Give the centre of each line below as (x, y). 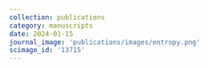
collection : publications (57, 17)
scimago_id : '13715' (48, 50)
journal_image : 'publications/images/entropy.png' (105, 42)
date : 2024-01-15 (41, 34)
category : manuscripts (51, 26)
